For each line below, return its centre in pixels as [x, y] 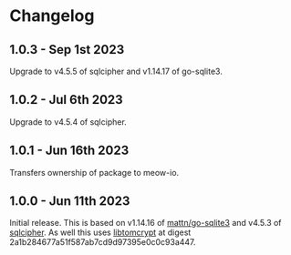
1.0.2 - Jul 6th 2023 [66, 100]
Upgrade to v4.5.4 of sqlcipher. [68, 122]
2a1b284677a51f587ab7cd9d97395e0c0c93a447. [103, 242]
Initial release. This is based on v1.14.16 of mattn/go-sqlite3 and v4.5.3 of [145, 223]
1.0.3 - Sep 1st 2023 [67, 50]
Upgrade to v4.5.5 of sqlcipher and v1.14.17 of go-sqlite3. [116, 71]
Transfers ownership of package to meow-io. [94, 172]
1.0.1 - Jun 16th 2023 [69, 151]
